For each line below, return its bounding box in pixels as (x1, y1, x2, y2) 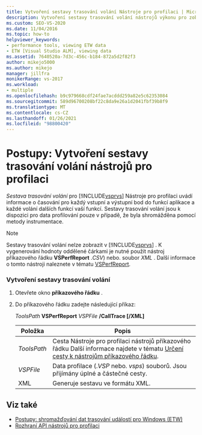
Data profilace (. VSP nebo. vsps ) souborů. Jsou (52, 362, 187, 371)
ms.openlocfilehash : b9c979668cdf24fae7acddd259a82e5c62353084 (6, 93, 168, 99)
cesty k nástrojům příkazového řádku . (52, 352, 159, 360)
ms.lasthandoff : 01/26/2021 (6, 115, 77, 121)
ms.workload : (6, 82, 39, 88)
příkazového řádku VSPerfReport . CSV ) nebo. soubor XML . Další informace (6, 254, 196, 261)
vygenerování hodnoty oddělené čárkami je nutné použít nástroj (6, 248, 165, 255)
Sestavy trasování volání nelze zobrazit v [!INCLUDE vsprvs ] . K (6, 242, 162, 249)
